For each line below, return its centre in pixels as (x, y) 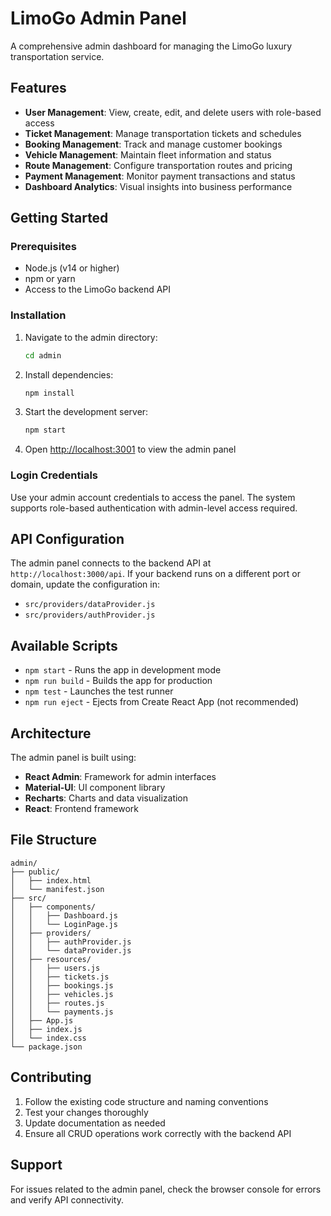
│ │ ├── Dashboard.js (64, 915)
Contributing (51, 1077)
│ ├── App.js (42, 1020)
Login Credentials (54, 475)
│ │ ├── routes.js (57, 1003)
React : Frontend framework (81, 809)
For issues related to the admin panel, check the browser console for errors (166, 1189)
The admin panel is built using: (73, 758)
